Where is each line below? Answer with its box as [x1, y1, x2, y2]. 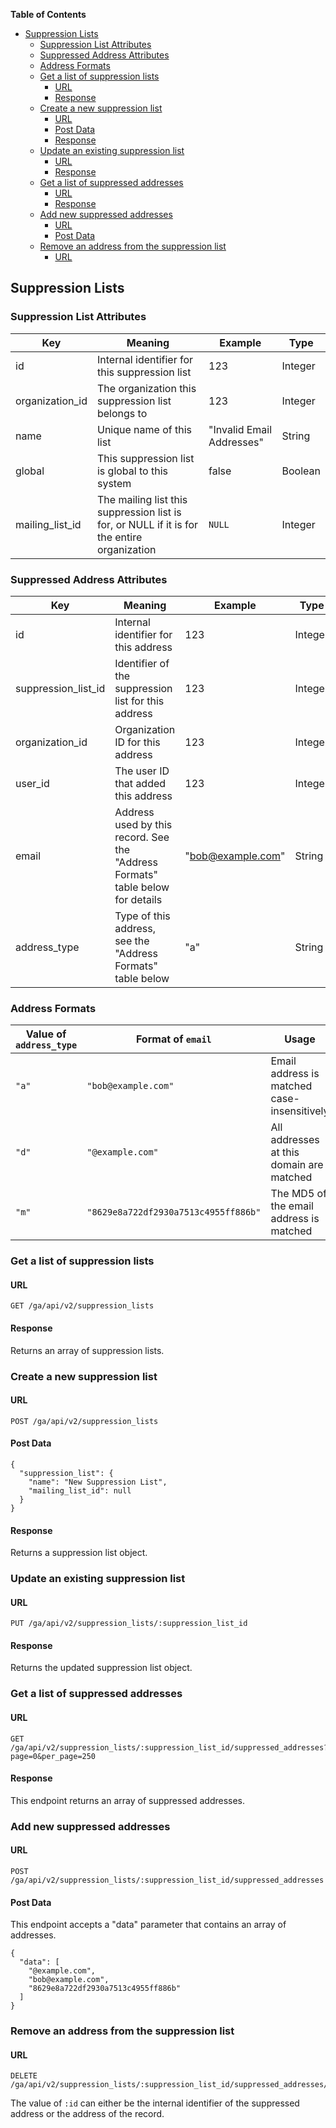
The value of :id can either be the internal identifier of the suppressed [10, 2097, 300, 2109]
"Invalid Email [208, 422, 273, 436]
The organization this [96, 381, 197, 395]
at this [270, 1145, 300, 1159]
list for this [114, 694, 165, 708]
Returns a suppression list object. [10, 1547, 148, 1559]
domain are [270, 1158, 324, 1172]
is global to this [96, 464, 168, 478]
